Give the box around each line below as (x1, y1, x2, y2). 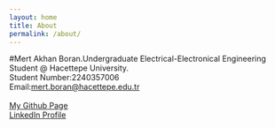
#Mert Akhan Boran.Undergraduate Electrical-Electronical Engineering (9, 54, 266, 64)
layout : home (9, 12, 58, 22)
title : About (9, 21, 58, 30)
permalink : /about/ (9, 29, 82, 38)
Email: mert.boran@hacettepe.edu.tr (9, 81, 140, 93)
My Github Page (9, 101, 68, 111)
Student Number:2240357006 (9, 72, 120, 83)
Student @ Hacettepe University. (9, 63, 130, 73)
